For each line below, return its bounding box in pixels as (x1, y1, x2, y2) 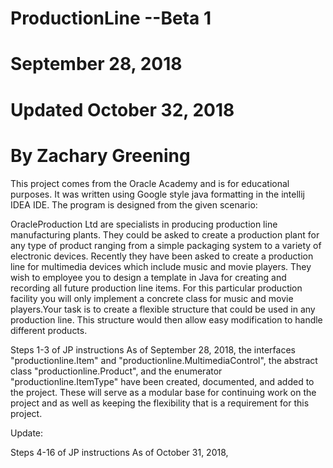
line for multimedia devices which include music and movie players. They (10, 260, 312, 272)
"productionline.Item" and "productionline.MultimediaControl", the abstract (10, 354, 318, 366)
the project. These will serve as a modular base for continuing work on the (10, 386, 317, 398)
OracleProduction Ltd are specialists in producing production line (10, 218, 278, 230)
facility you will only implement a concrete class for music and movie (10, 292, 294, 304)
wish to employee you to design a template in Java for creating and (10, 271, 287, 283)
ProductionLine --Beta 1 (10, 7, 212, 30)
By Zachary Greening (10, 144, 191, 167)
